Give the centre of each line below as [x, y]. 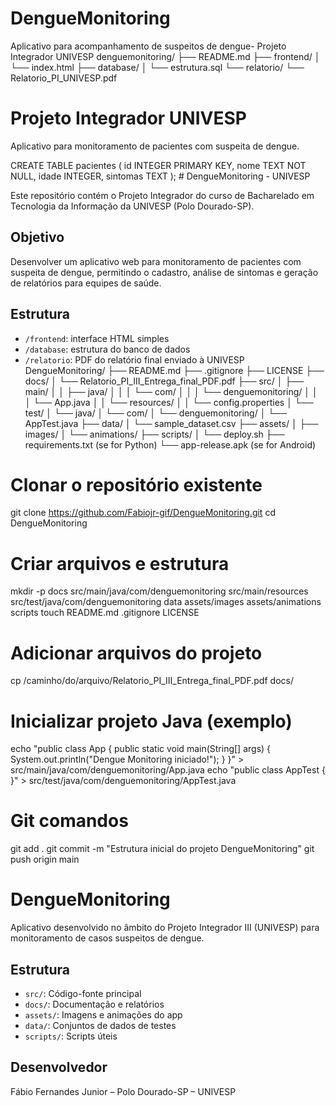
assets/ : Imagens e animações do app [103, 1014]
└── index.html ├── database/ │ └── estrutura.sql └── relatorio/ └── [157, 67]
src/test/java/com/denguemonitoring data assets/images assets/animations [166, 602]
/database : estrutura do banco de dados [107, 349]
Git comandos [69, 821]
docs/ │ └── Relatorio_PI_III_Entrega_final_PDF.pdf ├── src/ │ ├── [164, 381]
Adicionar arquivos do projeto [136, 653]
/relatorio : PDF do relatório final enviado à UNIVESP [134, 359]
